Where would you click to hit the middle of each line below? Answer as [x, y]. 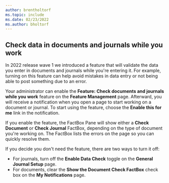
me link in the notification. [33, 113]
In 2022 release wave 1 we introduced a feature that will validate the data [82, 65]
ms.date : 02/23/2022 [27, 19]
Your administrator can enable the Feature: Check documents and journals [85, 91]
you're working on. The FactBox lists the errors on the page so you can [80, 134]
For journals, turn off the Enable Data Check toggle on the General [83, 159]
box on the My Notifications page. [49, 175]
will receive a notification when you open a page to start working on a [78, 102]
